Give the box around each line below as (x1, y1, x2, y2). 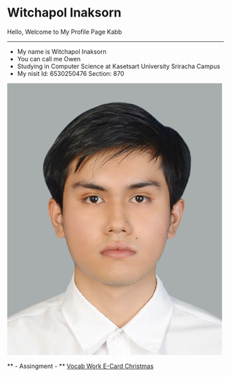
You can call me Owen (16, 54, 81, 63)
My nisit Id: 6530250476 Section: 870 (16, 69, 125, 77)
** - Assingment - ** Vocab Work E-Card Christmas (7, 362, 154, 370)
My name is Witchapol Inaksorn (16, 47, 107, 56)
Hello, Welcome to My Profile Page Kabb (7, 28, 122, 36)
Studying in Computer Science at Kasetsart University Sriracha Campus (16, 62, 221, 70)
